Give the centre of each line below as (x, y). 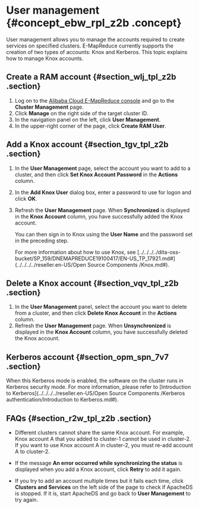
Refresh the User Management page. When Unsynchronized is (93, 326)
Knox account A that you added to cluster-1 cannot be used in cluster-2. (103, 439)
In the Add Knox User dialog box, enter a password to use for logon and (103, 192)
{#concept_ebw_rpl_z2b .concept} (94, 23)
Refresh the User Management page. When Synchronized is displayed (102, 210)
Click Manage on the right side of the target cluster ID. (81, 113)
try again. (26, 500)
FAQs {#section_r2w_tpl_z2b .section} (79, 418)
